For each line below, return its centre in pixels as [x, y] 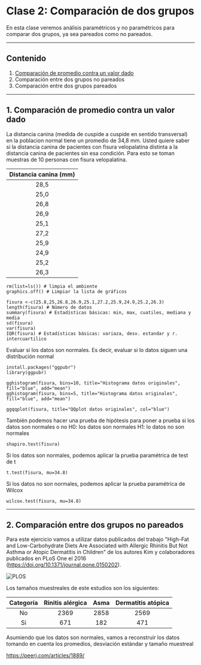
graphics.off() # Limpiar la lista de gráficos [67, 291]
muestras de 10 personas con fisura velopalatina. [67, 160]
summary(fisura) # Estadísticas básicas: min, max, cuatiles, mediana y [99, 312]
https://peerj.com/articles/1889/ [45, 655]
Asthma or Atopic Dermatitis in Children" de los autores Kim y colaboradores [100, 552]
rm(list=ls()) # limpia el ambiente [52, 286]
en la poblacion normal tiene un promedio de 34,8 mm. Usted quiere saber [98, 140]
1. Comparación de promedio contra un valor [91, 110]
